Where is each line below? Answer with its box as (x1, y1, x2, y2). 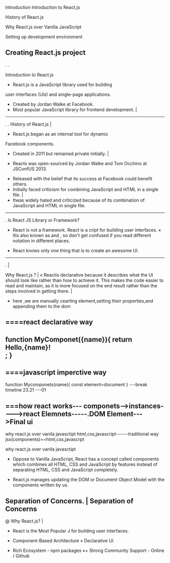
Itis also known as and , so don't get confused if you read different (12, 232, 151, 238)
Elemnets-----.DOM (41, 409, 106, 418)
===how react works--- (5, 401, 82, 410)
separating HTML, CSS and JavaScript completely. (12, 467, 118, 473)
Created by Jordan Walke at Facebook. (12, 101, 94, 107)
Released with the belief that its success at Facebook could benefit (12, 175, 153, 181)
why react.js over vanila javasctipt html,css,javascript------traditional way (5, 431, 159, 437)
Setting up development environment (5, 34, 82, 40)
